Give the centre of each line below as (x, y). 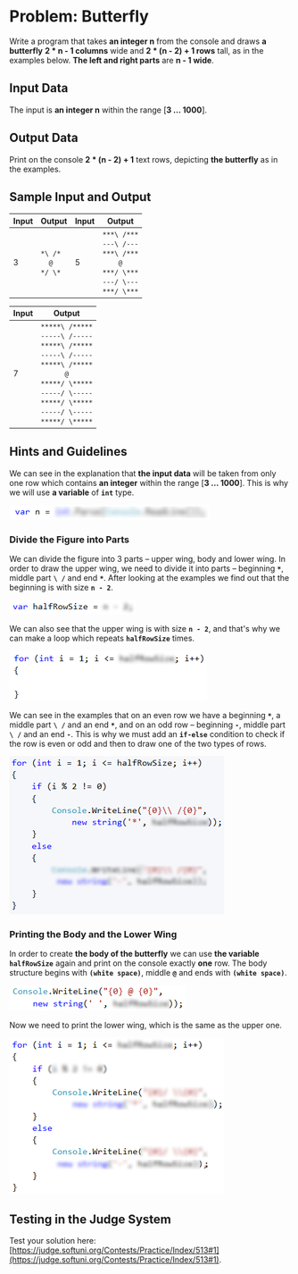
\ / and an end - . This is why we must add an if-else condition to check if (147, 733)
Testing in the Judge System (91, 1219)
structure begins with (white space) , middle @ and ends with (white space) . (148, 973)
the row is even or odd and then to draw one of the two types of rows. (138, 743)
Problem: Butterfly (79, 17)
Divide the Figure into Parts (69, 540)
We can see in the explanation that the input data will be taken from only (143, 473)
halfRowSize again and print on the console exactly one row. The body (138, 963)
